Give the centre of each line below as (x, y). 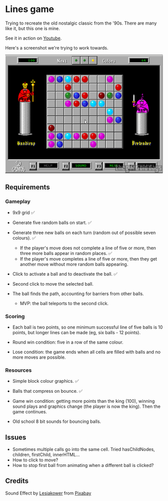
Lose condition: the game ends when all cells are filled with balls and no (86, 352)
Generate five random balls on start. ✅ (52, 222)
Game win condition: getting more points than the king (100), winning (83, 401)
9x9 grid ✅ (23, 212)
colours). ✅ (24, 238)
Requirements (27, 187)
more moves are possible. (39, 357)
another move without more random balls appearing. (74, 264)
